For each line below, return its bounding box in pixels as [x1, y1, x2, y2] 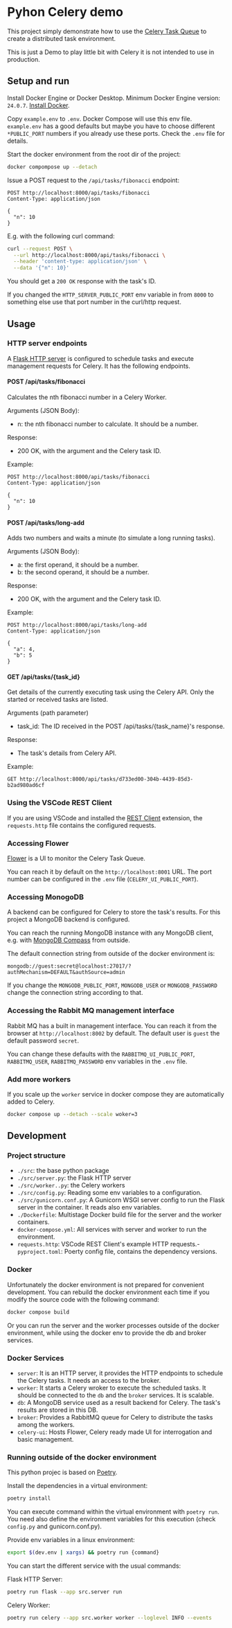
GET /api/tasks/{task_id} [7, 673, 81, 681]
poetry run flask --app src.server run [7, 1588, 123, 1595]
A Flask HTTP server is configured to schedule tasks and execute [7, 354, 194, 362]
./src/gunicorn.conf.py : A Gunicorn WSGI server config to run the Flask [17, 1196, 225, 1204]
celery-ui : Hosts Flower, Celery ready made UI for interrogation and [17, 1428, 213, 1436]
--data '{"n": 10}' [13, 265, 70, 272]
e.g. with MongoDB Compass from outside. [7, 936, 130, 944]
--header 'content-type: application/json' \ [13, 258, 148, 265]
